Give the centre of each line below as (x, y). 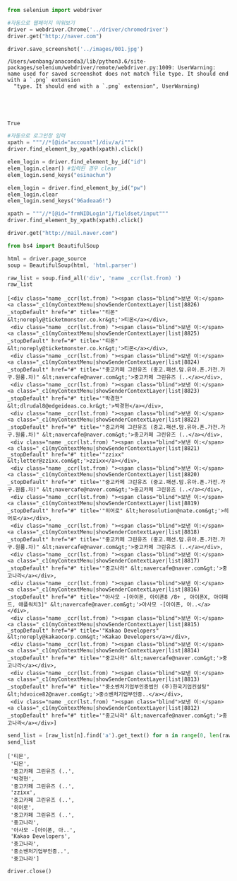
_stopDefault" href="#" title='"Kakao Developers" (83, 631)
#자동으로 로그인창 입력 (36, 136)
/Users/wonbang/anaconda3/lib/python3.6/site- (77, 62)
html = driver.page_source (47, 258)
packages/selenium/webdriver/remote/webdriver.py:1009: (91, 68)
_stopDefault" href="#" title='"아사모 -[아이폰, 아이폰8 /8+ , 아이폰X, (109, 597)
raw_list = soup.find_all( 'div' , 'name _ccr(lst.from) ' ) (94, 278)
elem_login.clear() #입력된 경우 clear (62, 168)
